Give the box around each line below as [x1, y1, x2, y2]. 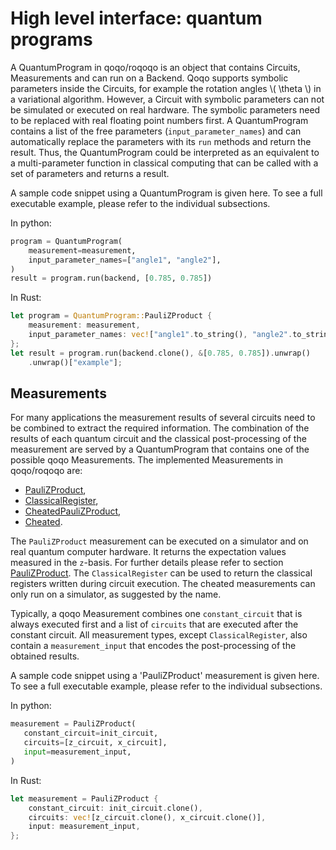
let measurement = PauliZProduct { [10, 793, 159, 804]
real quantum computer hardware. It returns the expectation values [10, 546, 287, 558]
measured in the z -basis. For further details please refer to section [10, 557, 284, 569]
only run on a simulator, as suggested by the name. [10, 588, 222, 601]
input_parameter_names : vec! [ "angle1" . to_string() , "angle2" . [28, 330, 293, 340]
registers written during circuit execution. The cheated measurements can [10, 578, 316, 590]
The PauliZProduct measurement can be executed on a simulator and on [10, 535, 309, 547]
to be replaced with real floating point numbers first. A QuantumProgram [10, 114, 309, 126]
